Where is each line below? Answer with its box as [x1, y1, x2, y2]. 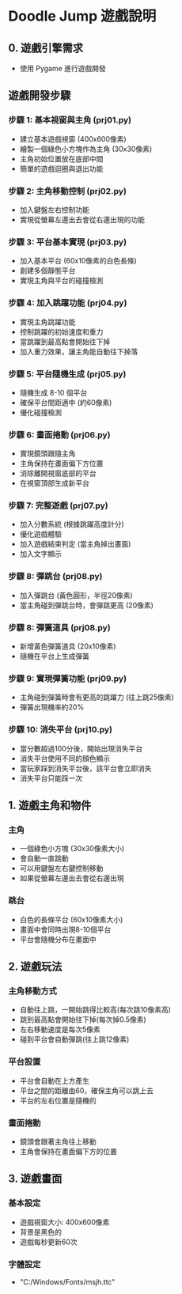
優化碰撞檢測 [19, 407, 62, 417]
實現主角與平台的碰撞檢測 [19, 276, 104, 286]
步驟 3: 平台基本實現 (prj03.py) [8, 236, 127, 248]
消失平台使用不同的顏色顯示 [19, 753, 111, 763]
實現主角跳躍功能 [19, 317, 76, 327]
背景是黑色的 [19, 1227, 62, 1236]
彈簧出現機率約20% [19, 702, 85, 712]
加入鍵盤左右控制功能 [19, 205, 89, 214]
